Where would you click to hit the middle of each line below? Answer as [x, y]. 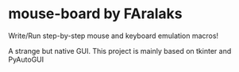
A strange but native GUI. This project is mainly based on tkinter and [120, 51]
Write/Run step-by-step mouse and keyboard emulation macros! [114, 36]
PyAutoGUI [26, 59]
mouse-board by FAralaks [95, 14]
